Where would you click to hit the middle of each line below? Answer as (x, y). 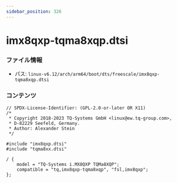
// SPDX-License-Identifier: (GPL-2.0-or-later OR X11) (76, 108)
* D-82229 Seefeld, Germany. (44, 124)
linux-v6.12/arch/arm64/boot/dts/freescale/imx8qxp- (94, 74)
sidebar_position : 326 (34, 11)
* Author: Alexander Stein (42, 129)
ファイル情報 (24, 60)
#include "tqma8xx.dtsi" (36, 149)
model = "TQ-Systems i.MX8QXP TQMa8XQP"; (68, 165)
